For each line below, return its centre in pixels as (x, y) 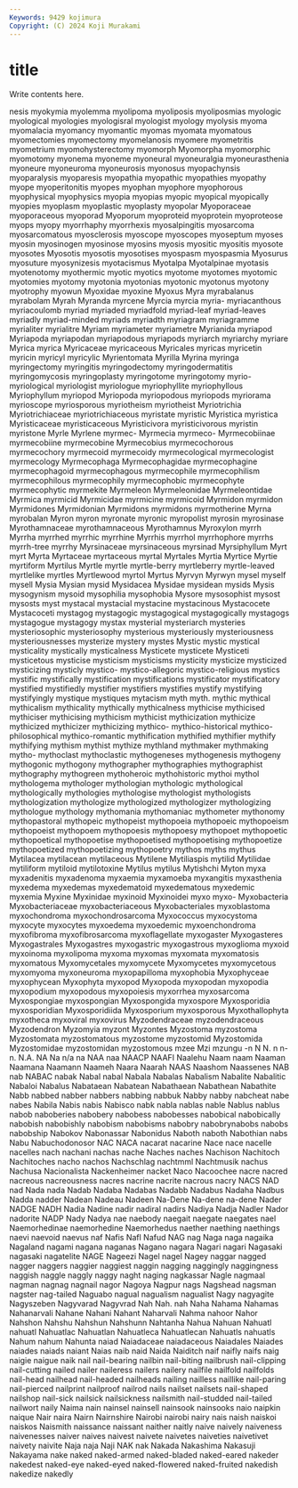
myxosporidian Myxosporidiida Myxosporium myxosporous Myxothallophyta (149, 1011)
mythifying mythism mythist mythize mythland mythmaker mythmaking (139, 745)
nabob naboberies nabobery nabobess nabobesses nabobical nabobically (145, 1115)
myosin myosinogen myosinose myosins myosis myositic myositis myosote (146, 244)
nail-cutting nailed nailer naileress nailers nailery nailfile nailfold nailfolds (142, 1370)
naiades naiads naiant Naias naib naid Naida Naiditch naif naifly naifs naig (144, 1351)
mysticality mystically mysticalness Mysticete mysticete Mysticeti (129, 651)
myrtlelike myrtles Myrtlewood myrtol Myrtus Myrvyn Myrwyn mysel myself (148, 575)
